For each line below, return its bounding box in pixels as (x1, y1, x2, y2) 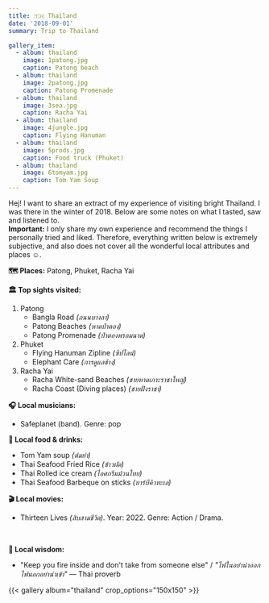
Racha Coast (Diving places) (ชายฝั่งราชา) (31, 384, 163, 393)
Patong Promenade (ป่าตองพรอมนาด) (31, 331, 147, 339)
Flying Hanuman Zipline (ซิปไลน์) (31, 348, 137, 357)
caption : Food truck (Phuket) (23, 154, 125, 162)
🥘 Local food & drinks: (8, 435, 83, 444)
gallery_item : (8, 41, 56, 49)
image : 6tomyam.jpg (23, 168, 89, 177)
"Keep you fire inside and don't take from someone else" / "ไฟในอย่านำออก (19, 560, 261, 569)
